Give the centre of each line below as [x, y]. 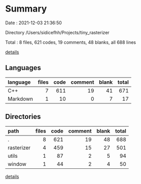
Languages [23, 68]
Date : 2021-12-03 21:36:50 [33, 23]
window [17, 164]
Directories [23, 117]
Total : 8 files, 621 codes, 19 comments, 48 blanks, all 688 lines [70, 42]
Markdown [20, 99]
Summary [26, 9]
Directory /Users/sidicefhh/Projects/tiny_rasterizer [57, 32]
